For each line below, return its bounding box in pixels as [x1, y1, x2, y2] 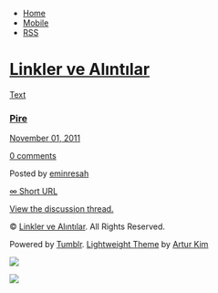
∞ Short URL [9, 186, 58, 197]
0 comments [9, 151, 57, 162]
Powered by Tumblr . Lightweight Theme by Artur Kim [9, 239, 209, 250]
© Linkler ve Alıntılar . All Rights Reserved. [9, 221, 166, 232]
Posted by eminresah [9, 168, 89, 179]
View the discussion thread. [9, 204, 114, 215]
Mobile [22, 17, 49, 28]
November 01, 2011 [9, 132, 80, 144]
